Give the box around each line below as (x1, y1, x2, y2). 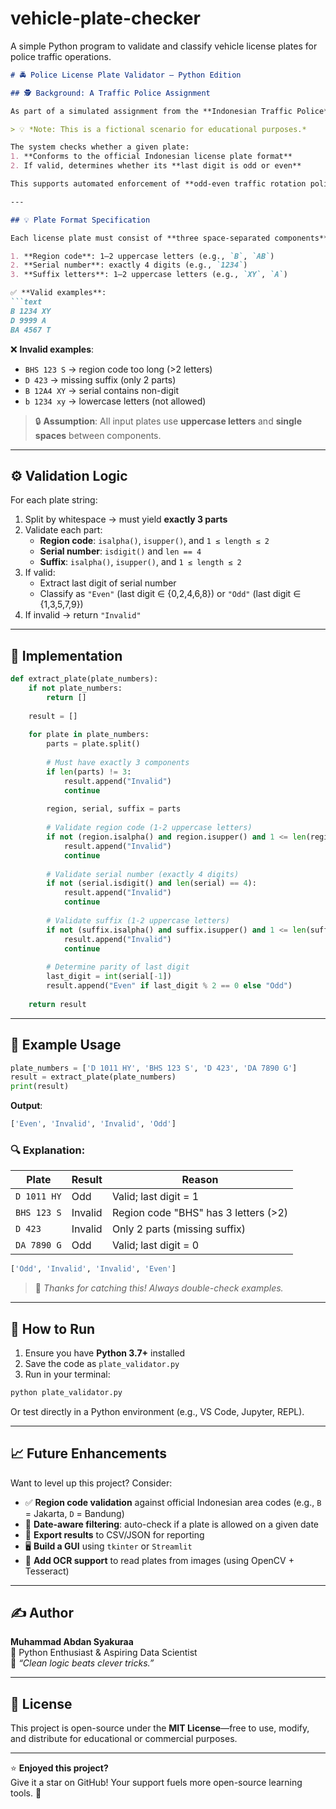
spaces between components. (34, 429, 162, 441)
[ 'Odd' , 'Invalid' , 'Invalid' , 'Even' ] (10, 1264, 177, 1274)
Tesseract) (24, 1565, 70, 1577)
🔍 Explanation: (10, 1143, 86, 1157)
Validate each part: (24, 524, 103, 536)
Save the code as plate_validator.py (24, 1357, 180, 1369)
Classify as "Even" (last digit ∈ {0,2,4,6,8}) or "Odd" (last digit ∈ (39, 588, 302, 600)
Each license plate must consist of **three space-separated (10, 233, 271, 243)
